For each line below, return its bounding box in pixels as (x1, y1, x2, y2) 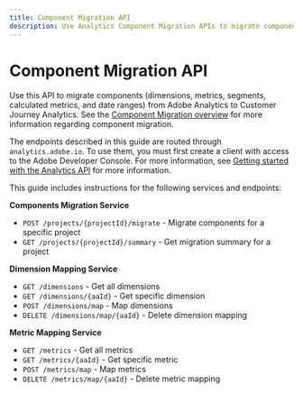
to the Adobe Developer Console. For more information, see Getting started (9, 155, 289, 167)
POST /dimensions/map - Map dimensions (22, 300, 173, 311)
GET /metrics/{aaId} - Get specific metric (22, 354, 179, 365)
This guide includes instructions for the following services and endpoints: (9, 182, 282, 194)
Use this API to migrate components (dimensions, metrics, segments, (9, 90, 266, 101)
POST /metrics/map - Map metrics (22, 364, 147, 375)
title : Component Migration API (9, 13, 131, 23)
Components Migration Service (9, 200, 130, 211)
